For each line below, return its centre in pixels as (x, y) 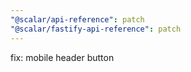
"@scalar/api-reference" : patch (77, 19)
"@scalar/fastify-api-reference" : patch (96, 29)
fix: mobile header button (62, 57)
